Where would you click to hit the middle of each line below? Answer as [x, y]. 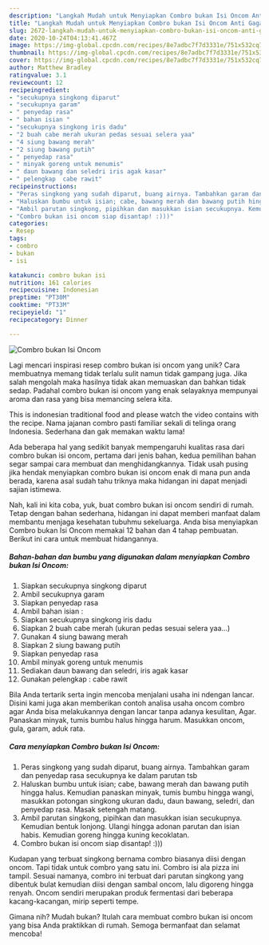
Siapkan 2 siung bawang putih [70, 645]
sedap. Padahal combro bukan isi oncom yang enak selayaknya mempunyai [134, 390]
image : [20, 46]
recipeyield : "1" [38, 312]
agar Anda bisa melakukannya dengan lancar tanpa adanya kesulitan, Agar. [133, 711]
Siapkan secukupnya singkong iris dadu [86, 619]
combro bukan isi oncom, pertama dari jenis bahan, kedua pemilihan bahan [133, 455]
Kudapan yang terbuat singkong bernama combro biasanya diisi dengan [127, 859]
